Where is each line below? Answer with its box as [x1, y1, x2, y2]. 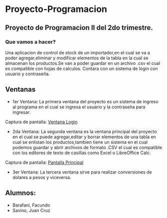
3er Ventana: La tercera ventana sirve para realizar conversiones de [12, 169, 152, 175]
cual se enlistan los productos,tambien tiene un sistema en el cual [12, 139, 148, 145]
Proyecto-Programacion [5, 3, 107, 15]
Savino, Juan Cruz [12, 207, 51, 213]
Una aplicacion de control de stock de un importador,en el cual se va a [5, 49, 151, 55]
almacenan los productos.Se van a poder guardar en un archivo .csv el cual [5, 60, 161, 66]
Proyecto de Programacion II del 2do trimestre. [5, 23, 154, 32]
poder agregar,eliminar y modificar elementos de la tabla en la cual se [5, 55, 149, 61]
